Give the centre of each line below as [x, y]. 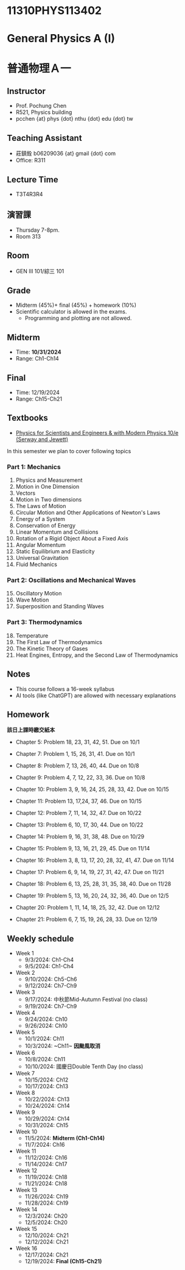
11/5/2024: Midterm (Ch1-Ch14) [65, 1138]
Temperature [32, 636]
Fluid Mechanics [36, 564]
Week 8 [25, 1093]
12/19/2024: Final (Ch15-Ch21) [63, 1261]
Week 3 [25, 992]
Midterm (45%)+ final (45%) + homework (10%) [76, 305]
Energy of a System [40, 519]
